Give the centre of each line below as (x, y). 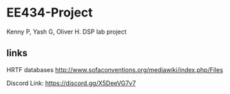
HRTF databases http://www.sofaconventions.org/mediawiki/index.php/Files (115, 69)
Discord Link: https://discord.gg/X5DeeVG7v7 (71, 83)
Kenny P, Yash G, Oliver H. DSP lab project (66, 32)
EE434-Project (50, 13)
